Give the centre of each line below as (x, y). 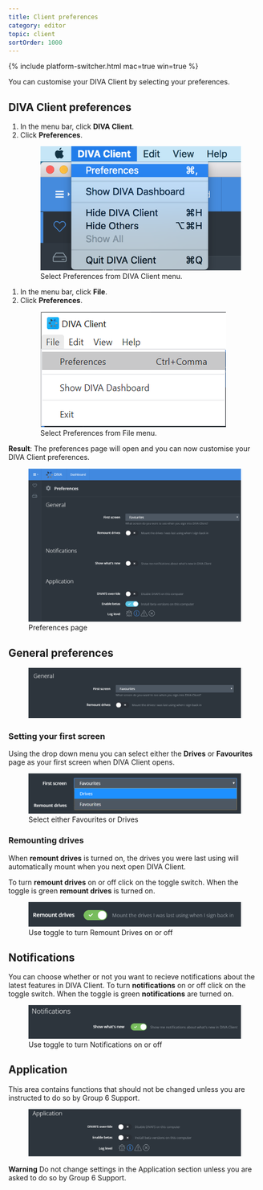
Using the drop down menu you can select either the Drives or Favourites (131, 754)
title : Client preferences (53, 17)
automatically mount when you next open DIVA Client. (97, 866)
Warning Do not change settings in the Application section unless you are (130, 1169)
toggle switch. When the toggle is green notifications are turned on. (121, 994)
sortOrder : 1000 (35, 43)
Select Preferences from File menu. (99, 433)
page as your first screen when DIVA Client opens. (91, 762)
